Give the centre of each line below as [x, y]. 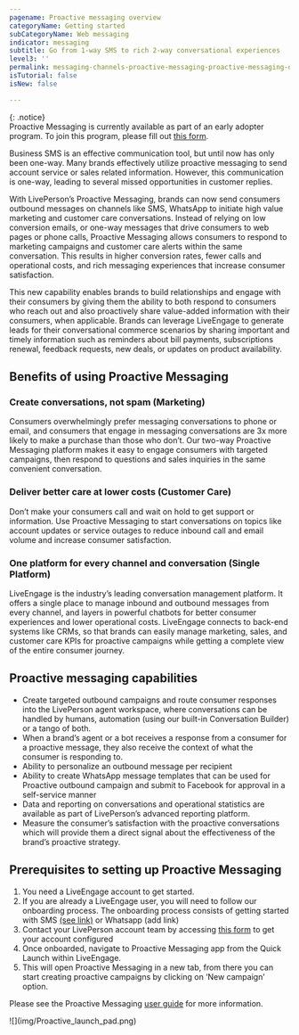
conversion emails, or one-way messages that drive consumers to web [139, 227]
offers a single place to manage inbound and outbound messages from [139, 603]
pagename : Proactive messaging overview [85, 17]
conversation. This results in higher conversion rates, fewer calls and [136, 256]
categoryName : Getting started [67, 26]
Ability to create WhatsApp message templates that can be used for [146, 776]
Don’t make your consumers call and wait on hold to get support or [132, 511]
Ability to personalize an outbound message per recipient [127, 766]
